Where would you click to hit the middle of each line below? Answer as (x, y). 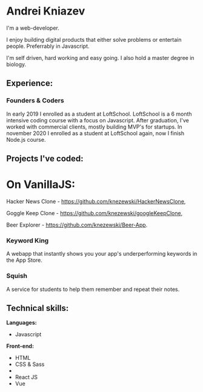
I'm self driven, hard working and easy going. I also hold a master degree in (101, 58)
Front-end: (20, 346)
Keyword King (28, 241)
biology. (16, 64)
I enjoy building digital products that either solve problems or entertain (94, 39)
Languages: (22, 323)
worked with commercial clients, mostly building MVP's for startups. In (95, 127)
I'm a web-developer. (33, 28)
